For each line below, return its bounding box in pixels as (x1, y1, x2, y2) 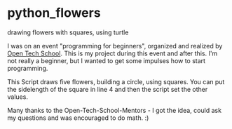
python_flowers (7, 5, 101, 21)
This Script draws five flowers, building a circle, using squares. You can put (7, 77, 225, 86)
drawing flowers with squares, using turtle (7, 28, 129, 36)
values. (7, 93, 28, 101)
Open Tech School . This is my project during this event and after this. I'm (7, 49, 218, 57)
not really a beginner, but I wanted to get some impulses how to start (7, 56, 205, 64)
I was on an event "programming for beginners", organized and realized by (7, 41, 223, 50)
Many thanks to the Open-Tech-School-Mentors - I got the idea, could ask (7, 106, 222, 114)
